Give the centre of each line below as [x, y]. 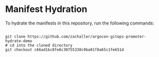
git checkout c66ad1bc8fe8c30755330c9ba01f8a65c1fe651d [64, 49]
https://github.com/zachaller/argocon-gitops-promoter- [87, 36]
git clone [15, 36]
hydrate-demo [19, 41]
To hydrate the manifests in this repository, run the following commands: [80, 23]
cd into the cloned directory [41, 45]
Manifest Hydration [46, 9]
